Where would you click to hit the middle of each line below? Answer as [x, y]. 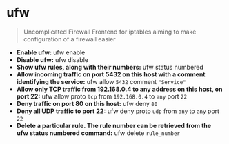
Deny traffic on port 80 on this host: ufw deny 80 [87, 103]
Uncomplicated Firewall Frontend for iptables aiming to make [110, 32]
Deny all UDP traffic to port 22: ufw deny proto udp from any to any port [118, 111]
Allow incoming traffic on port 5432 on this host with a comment [111, 74]
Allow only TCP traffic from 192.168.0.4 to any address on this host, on [119, 89]
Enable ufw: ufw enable [51, 52]
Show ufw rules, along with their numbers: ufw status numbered [110, 67]
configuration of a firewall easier [69, 39]
